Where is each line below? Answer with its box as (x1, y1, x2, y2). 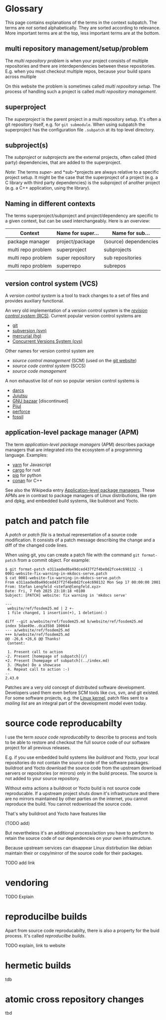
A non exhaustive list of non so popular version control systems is (5, 378, 140, 384)
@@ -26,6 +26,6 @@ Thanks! (5, 636, 61, 641)
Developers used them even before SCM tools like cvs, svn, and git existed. (5, 690, 160, 696)
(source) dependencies (104, 238, 159, 245)
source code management (12, 368, 67, 374)
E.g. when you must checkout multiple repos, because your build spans (5, 68, 151, 74)
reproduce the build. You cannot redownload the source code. (5, 801, 132, 807)
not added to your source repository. (5, 775, 80, 781)
